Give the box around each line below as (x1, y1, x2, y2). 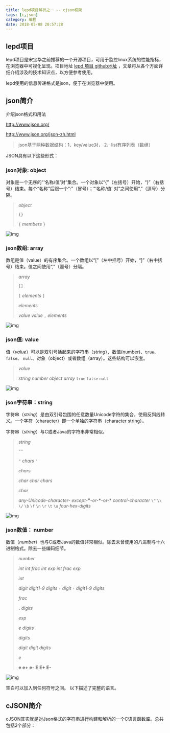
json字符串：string (6, 399, 53, 406)
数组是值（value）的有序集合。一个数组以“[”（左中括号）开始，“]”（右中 (6, 257, 158, 263)
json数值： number (6, 526, 54, 533)
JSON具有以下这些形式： (6, 152, 59, 158)
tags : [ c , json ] (6, 12, 38, 17)
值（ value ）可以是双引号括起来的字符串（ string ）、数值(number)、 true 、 (6, 349, 159, 355)
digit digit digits (18, 645, 51, 651)
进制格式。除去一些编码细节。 (6, 545, 68, 552)
